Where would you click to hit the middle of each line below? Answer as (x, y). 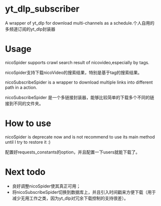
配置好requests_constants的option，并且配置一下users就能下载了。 (72, 152)
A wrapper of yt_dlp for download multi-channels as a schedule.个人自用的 (80, 23)
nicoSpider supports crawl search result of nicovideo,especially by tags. (77, 62)
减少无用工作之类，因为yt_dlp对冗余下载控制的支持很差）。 (70, 198)
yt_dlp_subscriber (42, 9)
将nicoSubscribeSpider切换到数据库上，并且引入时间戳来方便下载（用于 (84, 192)
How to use (28, 124)
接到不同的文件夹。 (24, 103)
